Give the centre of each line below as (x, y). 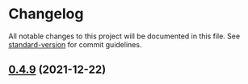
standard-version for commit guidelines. (75, 44)
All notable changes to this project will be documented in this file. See (124, 36)
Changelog (46, 14)
